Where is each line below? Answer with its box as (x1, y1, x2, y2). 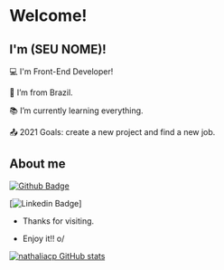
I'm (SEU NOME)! (9, 42, 107, 57)
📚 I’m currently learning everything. (9, 105, 144, 116)
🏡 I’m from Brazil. (9, 87, 74, 98)
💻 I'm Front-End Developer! (9, 66, 114, 77)
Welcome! (9, 5, 88, 26)
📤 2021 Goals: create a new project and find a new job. (9, 127, 216, 137)
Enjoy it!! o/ (22, 233, 65, 244)
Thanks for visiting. (22, 215, 95, 227)
